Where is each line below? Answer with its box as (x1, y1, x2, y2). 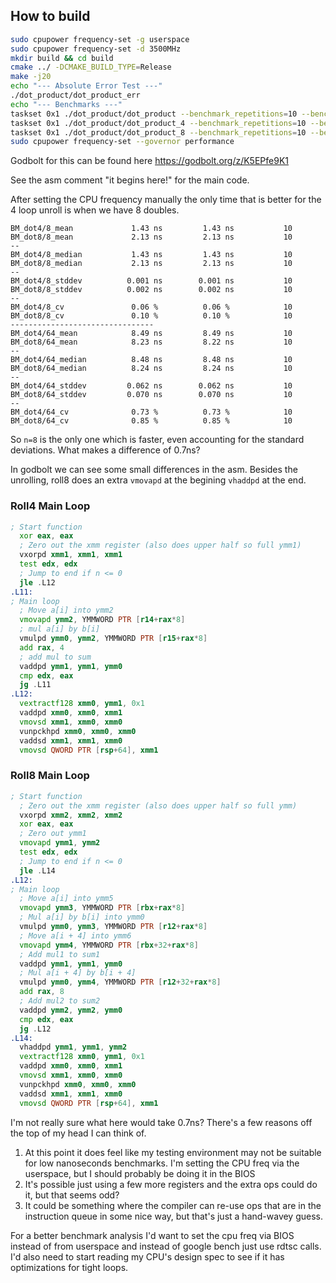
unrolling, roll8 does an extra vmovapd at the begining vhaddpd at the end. (10, 474, 307, 486)
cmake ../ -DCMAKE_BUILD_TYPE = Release (10, 62, 172, 73)
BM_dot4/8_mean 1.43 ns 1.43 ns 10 (10, 224, 293, 234)
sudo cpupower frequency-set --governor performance (10, 137, 235, 147)
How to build (10, 8, 91, 25)
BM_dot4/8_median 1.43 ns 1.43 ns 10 (10, 250, 293, 260)
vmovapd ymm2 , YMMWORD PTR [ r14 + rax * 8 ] (19, 615, 186, 625)
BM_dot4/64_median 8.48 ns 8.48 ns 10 (10, 355, 293, 365)
